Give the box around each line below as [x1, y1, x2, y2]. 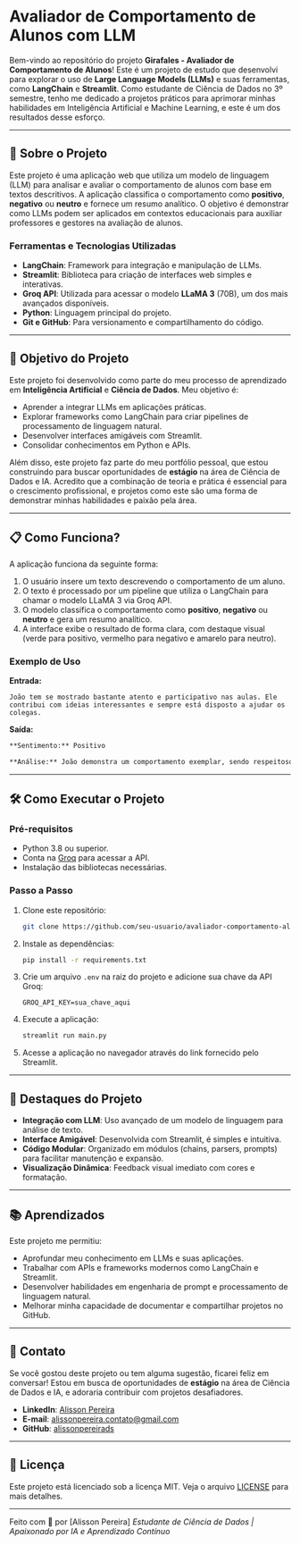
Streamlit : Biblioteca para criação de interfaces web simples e [21, 270, 253, 281]
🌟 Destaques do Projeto [9, 1091, 143, 1106]
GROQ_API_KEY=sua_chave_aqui [21, 998, 131, 1007]
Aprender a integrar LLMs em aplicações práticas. [21, 401, 207, 412]
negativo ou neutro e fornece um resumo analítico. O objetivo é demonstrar [9, 198, 289, 209]
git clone [21, 922, 60, 931]
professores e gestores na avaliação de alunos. [9, 217, 183, 228]
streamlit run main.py [21, 1031, 107, 1040]
